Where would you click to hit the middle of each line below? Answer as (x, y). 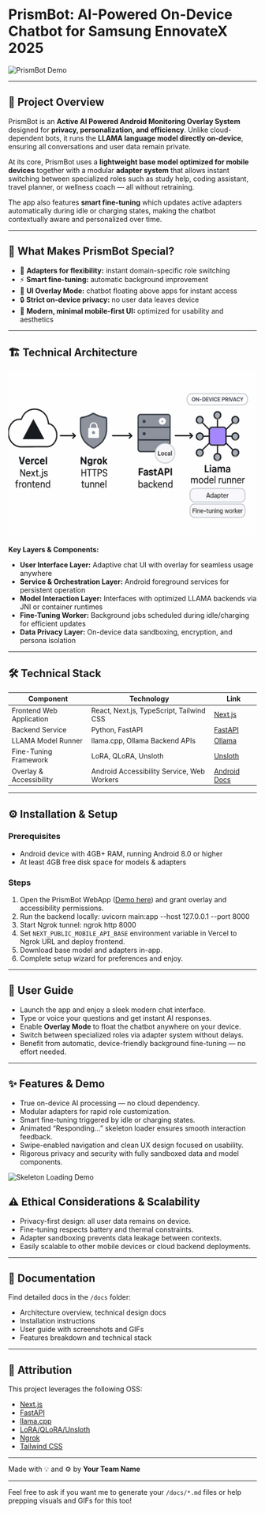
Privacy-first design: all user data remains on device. (105, 1221)
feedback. (36, 1136)
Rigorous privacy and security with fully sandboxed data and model (129, 1153)
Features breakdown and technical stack (86, 1338)
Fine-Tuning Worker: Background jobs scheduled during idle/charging (134, 615)
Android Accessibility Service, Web (148, 771)
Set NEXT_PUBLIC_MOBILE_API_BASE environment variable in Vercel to (128, 933)
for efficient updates (53, 624)
